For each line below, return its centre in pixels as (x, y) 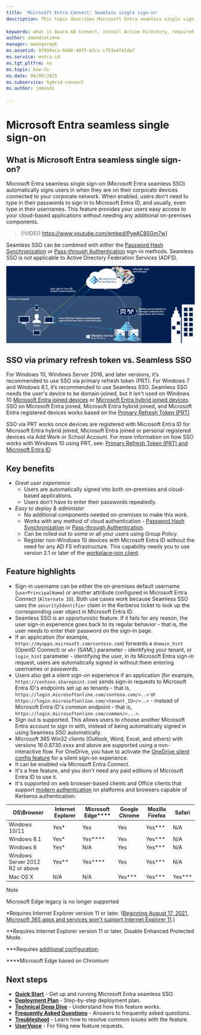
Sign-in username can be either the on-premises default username (97, 586)
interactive (28, 751)
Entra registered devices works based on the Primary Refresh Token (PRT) (98, 412)
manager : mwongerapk (32, 44)
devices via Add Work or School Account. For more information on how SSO (100, 437)
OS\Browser (28, 812)
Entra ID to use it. (36, 777)
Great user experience (42, 483)
